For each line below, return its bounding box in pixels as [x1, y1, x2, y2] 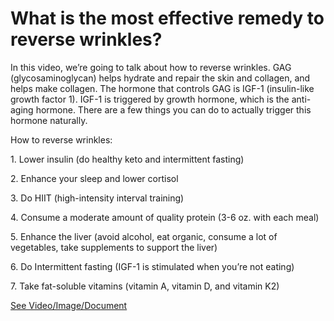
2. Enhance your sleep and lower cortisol [10, 172, 179, 184]
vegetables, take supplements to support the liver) [10, 241, 218, 253]
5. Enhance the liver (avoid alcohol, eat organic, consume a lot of [10, 230, 278, 242]
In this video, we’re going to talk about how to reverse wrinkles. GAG [10, 61, 292, 73]
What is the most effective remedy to [10, 7, 325, 30]
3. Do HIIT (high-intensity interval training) [10, 192, 185, 204]
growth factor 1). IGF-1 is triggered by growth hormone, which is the [10, 93, 290, 105]
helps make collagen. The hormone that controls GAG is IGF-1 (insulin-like [10, 82, 315, 94]
